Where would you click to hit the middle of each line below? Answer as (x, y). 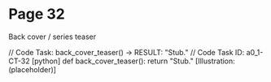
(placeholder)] (33, 69)
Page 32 (37, 14)
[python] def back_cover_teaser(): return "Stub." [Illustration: (133, 61)
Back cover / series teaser (52, 37)
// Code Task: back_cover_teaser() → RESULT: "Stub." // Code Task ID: (127, 52)
